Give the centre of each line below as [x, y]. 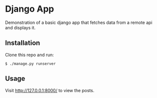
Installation [23, 43]
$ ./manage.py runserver [30, 64]
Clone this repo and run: [29, 55]
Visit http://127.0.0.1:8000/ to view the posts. [50, 90]
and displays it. [20, 27]
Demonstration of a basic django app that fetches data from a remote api [79, 22]
